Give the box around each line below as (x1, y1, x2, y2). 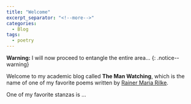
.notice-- (157, 54, 179, 61)
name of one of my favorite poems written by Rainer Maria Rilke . (6, 79, 168, 86)
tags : (6, 32, 20, 38)
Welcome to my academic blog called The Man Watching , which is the (6, 73, 185, 80)
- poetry (12, 37, 34, 43)
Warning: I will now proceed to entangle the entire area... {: (6, 54, 156, 61)
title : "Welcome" (6, 9, 51, 15)
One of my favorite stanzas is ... (6, 91, 87, 98)
